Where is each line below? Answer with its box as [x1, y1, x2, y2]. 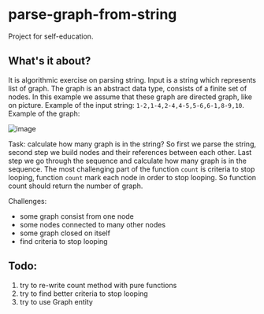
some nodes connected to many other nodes [19, 220, 166, 229]
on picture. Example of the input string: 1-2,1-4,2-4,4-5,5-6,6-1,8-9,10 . [8, 100, 244, 109]
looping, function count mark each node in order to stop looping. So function [8, 172, 257, 182]
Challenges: [8, 196, 47, 205]
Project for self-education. [8, 31, 94, 41]
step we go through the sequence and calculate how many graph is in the [8, 156, 247, 165]
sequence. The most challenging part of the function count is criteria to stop [8, 164, 255, 174]
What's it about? [8, 54, 91, 68]
